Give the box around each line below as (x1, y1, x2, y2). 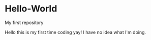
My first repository (5, 19, 44, 25)
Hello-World (5, 3, 57, 14)
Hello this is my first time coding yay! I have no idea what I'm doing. (5, 29, 146, 35)
